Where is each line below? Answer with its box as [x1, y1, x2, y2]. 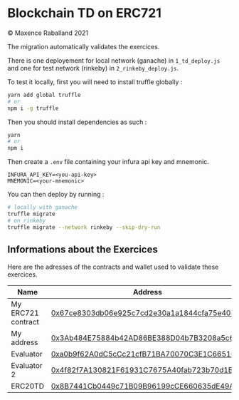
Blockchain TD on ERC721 [7, 5, 162, 21]
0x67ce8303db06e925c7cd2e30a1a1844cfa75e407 [51, 308, 236, 318]
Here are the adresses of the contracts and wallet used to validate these [7, 262, 219, 271]
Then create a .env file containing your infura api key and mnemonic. [7, 158, 210, 166]
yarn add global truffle [7, 91, 81, 98]
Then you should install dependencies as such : [7, 118, 147, 126]
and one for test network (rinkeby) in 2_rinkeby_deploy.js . [7, 63, 179, 72]
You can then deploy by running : [7, 190, 105, 199]
